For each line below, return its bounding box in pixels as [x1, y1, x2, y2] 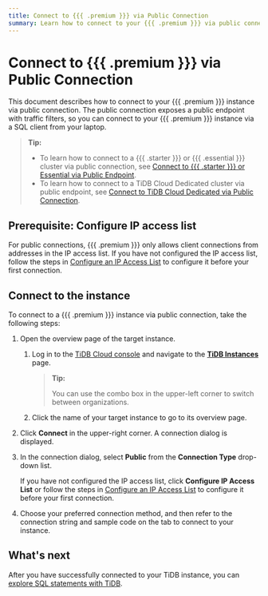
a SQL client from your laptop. [8, 122, 107, 132]
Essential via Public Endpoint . [39, 170, 137, 180]
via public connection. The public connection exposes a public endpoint [8, 105, 245, 115]
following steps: [8, 319, 61, 328]
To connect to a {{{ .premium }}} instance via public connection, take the [8, 310, 247, 320]
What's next [8, 549, 70, 562]
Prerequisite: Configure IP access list [8, 219, 197, 232]
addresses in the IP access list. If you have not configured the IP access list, [8, 248, 258, 258]
